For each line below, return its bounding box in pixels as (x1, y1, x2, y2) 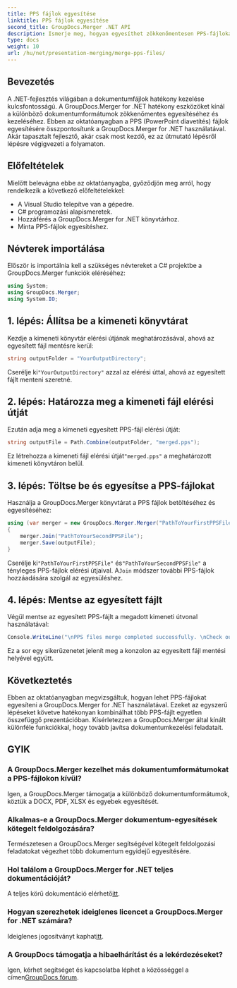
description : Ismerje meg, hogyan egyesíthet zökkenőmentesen (7, 30, 194, 37)
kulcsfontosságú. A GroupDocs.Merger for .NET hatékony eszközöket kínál (7, 102, 225, 110)
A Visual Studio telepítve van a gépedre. (17, 200, 135, 208)
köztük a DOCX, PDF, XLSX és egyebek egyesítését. (7, 797, 159, 805)
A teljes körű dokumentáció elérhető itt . (7, 889, 120, 898)
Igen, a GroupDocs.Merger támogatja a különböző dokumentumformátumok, (7, 789, 230, 798)
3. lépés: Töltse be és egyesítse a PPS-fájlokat (7, 480, 215, 492)
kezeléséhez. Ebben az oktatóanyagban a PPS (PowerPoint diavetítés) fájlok (7, 117, 229, 126)
